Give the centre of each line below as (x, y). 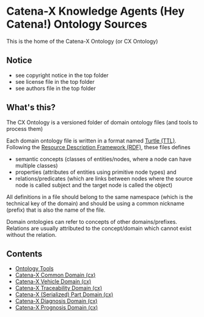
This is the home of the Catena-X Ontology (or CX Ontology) (82, 41)
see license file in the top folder (55, 81)
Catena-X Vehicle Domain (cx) (53, 282)
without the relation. (31, 234)
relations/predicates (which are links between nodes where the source (104, 178)
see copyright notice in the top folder (62, 75)
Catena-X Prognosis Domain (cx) (56, 308)
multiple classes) (36, 165)
